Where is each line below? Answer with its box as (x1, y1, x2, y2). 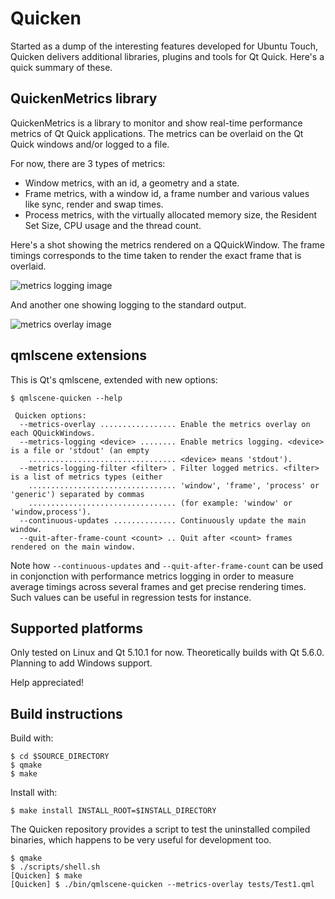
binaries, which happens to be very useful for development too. (10, 834, 272, 846)
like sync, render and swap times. (24, 198, 164, 210)
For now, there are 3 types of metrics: (10, 157, 166, 169)
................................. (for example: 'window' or (28, 498, 293, 508)
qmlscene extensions (10, 347, 148, 364)
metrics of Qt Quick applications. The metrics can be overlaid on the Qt (10, 127, 304, 139)
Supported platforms (10, 620, 143, 637)
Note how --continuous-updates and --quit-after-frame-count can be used (10, 559, 324, 571)
